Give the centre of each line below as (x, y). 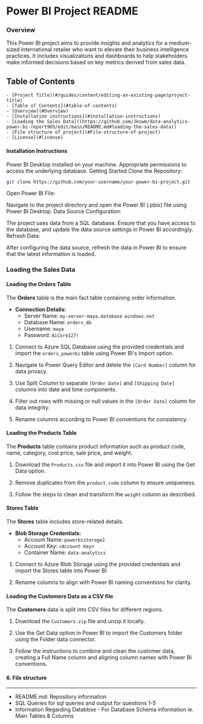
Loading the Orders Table (39, 284)
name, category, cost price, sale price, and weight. (69, 453)
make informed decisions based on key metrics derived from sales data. (96, 62)
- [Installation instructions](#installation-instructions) (84, 117)
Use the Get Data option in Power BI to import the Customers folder (99, 633)
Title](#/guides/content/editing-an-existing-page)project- (113, 95)
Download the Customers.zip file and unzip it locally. (80, 621)
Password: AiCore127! (51, 335)
